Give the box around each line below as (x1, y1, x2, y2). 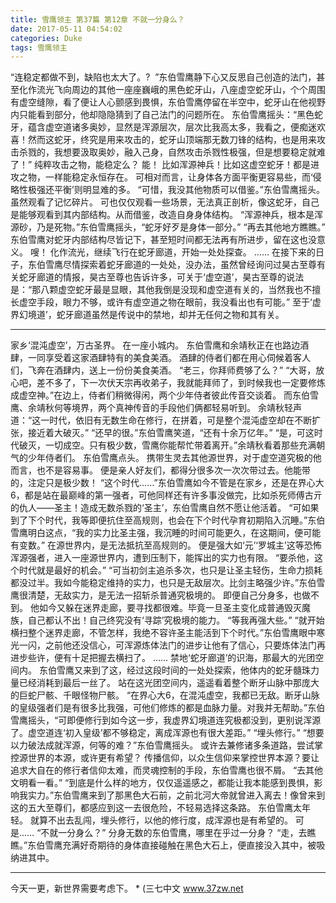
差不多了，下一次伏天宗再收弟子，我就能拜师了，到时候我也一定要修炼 (36, 377, 326, 389)
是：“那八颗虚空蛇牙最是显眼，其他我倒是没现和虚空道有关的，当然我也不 (10, 284, 313, 296)
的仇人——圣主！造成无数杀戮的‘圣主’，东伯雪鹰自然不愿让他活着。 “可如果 (10, 502, 320, 514)
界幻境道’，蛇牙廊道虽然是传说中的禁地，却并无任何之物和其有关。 (10, 309, 285, 321)
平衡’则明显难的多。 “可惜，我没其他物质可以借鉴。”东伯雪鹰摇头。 (53, 184, 325, 196)
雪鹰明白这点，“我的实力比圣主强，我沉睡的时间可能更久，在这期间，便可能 (10, 527, 322, 539)
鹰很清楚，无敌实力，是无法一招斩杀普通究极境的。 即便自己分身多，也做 (10, 589, 311, 601)
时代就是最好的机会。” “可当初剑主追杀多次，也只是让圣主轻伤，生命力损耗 (18, 564, 323, 576)
